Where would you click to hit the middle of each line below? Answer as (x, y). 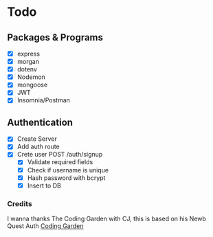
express (28, 54)
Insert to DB (44, 185)
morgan (28, 62)
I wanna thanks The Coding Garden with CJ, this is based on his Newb (106, 218)
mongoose (32, 85)
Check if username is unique (68, 170)
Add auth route (38, 147)
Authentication (40, 122)
